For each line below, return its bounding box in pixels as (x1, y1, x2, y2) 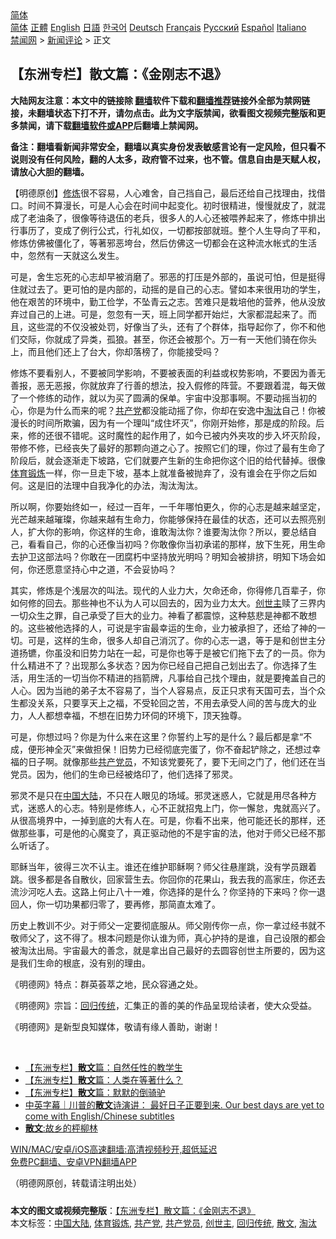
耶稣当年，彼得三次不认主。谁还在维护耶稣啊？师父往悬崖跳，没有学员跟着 (10, 860, 317, 872)
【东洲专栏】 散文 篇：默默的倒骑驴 (24, 1086, 166, 1098)
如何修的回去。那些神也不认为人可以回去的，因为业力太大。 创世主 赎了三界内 (10, 597, 326, 609)
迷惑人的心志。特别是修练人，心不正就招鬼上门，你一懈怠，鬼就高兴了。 (27, 802, 326, 814)
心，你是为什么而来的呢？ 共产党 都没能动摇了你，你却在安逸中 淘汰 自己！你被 (10, 404, 326, 416)
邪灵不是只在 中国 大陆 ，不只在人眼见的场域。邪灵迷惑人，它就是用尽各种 (10, 789, 308, 801)
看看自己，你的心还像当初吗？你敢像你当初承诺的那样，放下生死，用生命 (27, 538, 326, 550)
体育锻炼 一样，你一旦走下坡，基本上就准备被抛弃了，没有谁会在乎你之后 (10, 467, 308, 479)
